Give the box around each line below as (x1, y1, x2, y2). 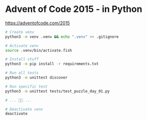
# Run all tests (5, 71, 39, 76)
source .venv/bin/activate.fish (5, 48, 72, 53)
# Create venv (5, 29, 35, 34)
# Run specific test (5, 84, 48, 89)
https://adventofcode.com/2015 (5, 20, 70, 26)
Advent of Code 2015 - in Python (5, 3, 143, 15)
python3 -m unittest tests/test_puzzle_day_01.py (5, 89, 110, 94)
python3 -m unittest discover (5, 75, 68, 80)
